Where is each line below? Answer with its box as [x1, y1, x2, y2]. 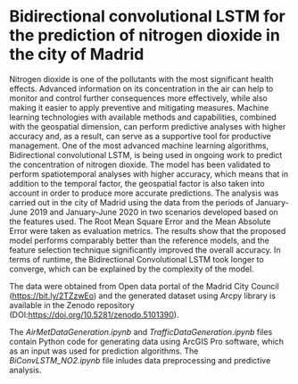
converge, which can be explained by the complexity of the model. [9, 263, 254, 274]
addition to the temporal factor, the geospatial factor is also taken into [9, 178, 265, 188]
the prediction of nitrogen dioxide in [9, 25, 281, 46]
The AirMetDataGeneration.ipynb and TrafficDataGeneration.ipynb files [9, 326, 273, 337]
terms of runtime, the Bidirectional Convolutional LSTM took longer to [9, 254, 265, 264]
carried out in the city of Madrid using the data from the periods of [9, 196, 254, 207]
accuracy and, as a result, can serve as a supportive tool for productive [9, 130, 272, 141]
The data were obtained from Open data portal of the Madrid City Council [9, 280, 279, 291]
